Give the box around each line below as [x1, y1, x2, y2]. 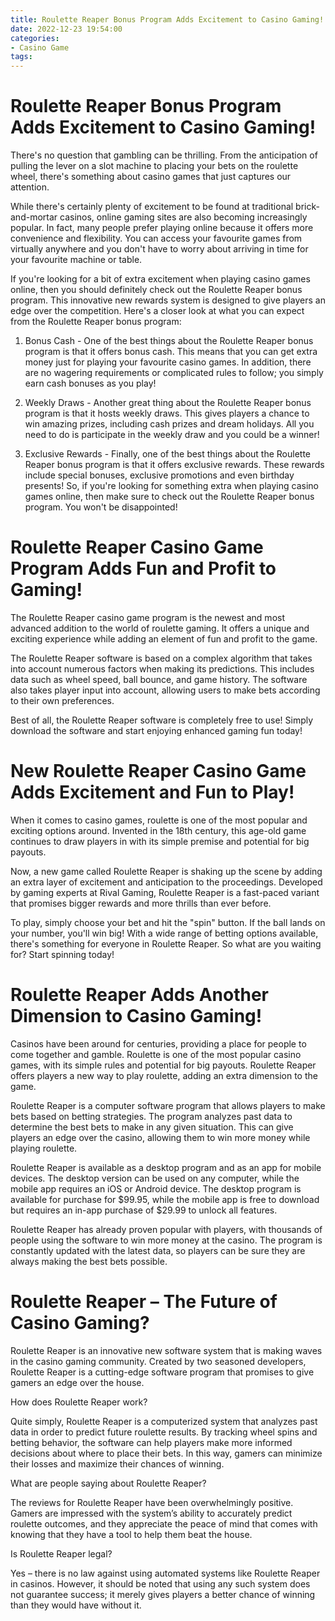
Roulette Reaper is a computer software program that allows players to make [10, 1099, 326, 1111]
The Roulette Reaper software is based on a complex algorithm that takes [10, 652, 313, 664]
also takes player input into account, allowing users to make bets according [10, 684, 321, 696]
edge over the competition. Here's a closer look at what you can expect [10, 305, 305, 317]
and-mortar [10, 211, 58, 223]
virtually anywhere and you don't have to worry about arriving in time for [10, 243, 309, 255]
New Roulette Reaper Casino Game [10, 760, 307, 783]
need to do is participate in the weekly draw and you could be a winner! [24, 429, 320, 441]
